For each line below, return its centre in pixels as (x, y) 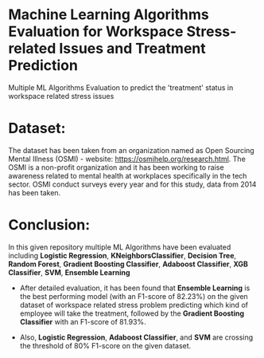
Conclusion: (49, 225)
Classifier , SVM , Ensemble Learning (69, 272)
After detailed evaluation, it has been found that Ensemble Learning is (135, 288)
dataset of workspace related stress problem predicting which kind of (134, 305)
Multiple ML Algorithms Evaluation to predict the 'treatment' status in (121, 87)
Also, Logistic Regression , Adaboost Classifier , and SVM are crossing (136, 337)
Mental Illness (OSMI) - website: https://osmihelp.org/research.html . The (127, 159)
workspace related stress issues (61, 96)
